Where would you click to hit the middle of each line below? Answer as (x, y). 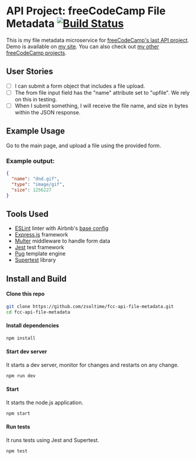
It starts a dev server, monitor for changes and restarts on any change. (93, 365)
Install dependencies (33, 325)
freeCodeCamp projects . (37, 52)
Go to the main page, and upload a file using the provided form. (84, 145)
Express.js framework (41, 235)
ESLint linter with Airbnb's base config (61, 228)
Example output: (31, 161)
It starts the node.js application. (45, 402)
